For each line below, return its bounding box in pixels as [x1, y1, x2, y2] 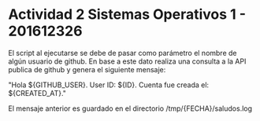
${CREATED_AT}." [8, 88, 67, 97]
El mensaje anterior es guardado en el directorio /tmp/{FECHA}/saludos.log [8, 104, 253, 113]
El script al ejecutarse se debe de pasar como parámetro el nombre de [8, 48, 237, 57]
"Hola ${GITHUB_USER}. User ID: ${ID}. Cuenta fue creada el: [8, 80, 210, 90]
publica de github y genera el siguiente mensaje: [8, 64, 166, 74]
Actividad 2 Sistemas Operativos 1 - [8, 5, 247, 24]
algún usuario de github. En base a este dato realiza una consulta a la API [8, 57, 247, 66]
